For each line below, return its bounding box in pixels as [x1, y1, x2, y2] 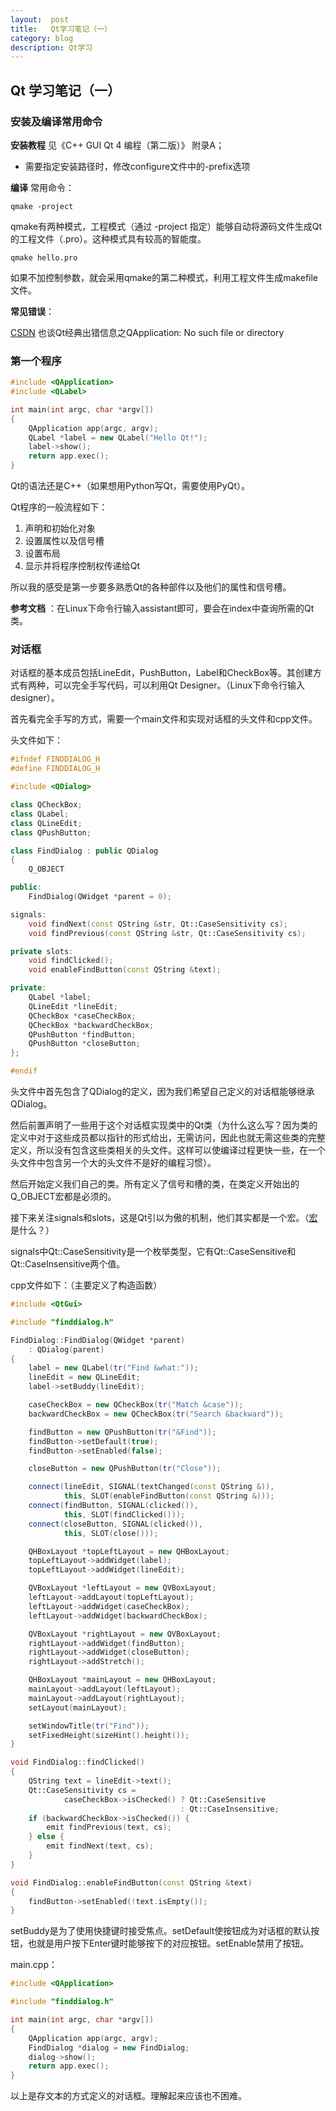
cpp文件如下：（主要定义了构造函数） [10, 1279, 163, 1291]
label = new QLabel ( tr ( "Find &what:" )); [28, 1363, 199, 1373]
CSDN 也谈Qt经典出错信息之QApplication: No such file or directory [10, 326, 285, 338]
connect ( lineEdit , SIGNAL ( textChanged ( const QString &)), [28, 1482, 275, 1492]
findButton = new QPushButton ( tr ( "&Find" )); [28, 1427, 217, 1437]
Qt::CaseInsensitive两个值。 [10, 1258, 126, 1270]
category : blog [10, 33, 74, 43]
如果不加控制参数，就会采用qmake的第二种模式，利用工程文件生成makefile [10, 271, 319, 283]
